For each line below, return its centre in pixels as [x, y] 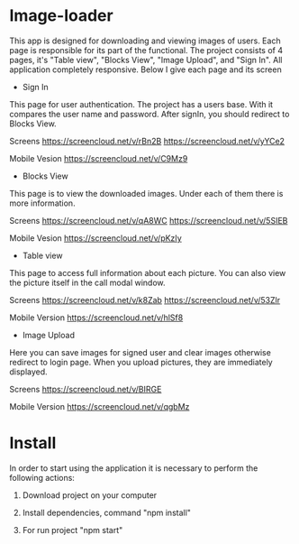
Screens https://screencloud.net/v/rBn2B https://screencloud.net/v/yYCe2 [147, 141]
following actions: [42, 477]
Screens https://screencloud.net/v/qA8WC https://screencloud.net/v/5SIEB [149, 220]
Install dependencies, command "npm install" [107, 512]
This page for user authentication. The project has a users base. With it [141, 104]
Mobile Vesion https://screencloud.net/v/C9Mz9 [99, 158]
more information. [42, 203]
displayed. [28, 372]
